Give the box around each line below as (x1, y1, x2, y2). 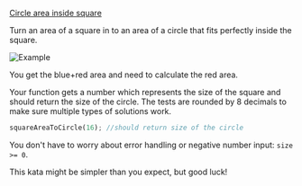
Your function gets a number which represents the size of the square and (9, 87, 281, 97)
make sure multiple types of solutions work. (9, 106, 172, 116)
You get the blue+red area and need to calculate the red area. (9, 69, 239, 80)
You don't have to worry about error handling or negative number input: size (9, 139, 293, 150)
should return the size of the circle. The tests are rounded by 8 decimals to (9, 96, 287, 107)
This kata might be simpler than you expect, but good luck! (9, 166, 228, 177)
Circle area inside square (9, 8, 102, 18)
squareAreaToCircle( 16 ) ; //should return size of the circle (9, 123, 244, 132)
